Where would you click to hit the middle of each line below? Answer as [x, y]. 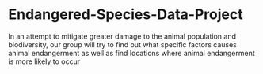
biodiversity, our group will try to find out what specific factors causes [123, 44]
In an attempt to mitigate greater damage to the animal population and [122, 36]
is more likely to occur [44, 61]
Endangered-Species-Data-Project [126, 15]
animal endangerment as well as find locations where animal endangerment [131, 53]
